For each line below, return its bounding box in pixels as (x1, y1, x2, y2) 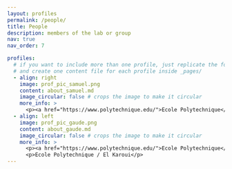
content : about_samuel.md (19, 87, 95, 94)
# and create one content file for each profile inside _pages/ (13, 67, 202, 75)
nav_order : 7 (7, 42, 45, 49)
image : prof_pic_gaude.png (19, 119, 97, 126)
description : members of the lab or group (7, 29, 131, 37)
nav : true (7, 36, 36, 43)
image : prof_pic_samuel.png (19, 80, 100, 87)
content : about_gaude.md (19, 125, 91, 132)
